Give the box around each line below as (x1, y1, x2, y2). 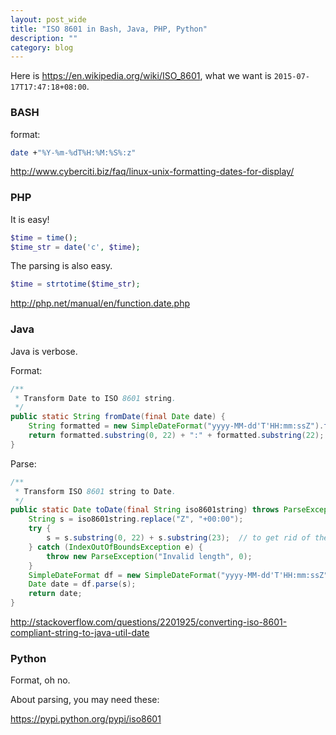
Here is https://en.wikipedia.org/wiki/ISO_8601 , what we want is (10, 70, 272, 82)
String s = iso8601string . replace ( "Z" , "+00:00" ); (28, 514, 244, 525)
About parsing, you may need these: (10, 694, 160, 706)
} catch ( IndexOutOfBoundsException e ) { (28, 542, 203, 552)
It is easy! (10, 213, 50, 225)
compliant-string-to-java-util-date (10, 627, 150, 639)
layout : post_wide (10, 14, 87, 25)
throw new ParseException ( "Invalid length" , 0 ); (46, 551, 253, 561)
